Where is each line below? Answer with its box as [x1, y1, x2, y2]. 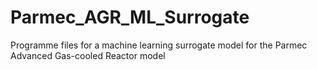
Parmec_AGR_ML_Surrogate [10, 6, 250, 29]
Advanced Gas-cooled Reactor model [10, 49, 166, 61]
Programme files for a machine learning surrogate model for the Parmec [10, 39, 308, 51]
